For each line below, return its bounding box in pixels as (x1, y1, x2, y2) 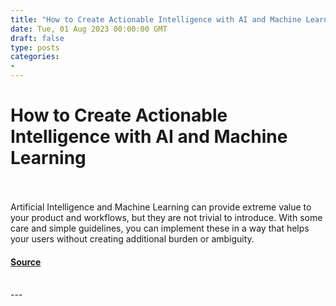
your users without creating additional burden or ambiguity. (10, 232, 255, 245)
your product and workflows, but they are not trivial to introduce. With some (10, 211, 323, 223)
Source (10, 256, 42, 268)
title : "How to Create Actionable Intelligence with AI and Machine (10, 14, 302, 25)
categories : (10, 52, 60, 62)
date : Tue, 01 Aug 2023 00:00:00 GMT (10, 24, 168, 34)
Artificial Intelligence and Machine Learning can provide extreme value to (10, 201, 312, 213)
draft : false (10, 33, 65, 43)
